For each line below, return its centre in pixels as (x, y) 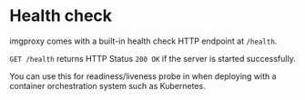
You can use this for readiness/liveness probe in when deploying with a (143, 76)
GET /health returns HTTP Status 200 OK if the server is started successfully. (152, 58)
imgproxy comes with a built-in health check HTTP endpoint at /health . (143, 41)
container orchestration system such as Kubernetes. (108, 85)
